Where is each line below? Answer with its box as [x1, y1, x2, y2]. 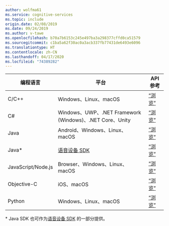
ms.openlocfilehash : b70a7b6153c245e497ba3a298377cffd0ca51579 [5, 36, 141, 41]
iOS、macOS [57, 181, 89, 188]
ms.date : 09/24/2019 [5, 26, 49, 31]
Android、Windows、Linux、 [57, 127, 127, 134]
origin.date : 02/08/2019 [5, 21, 57, 27]
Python [8, 198, 25, 205]
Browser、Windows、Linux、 [57, 161, 128, 168]
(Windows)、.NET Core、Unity [57, 117, 131, 124]
